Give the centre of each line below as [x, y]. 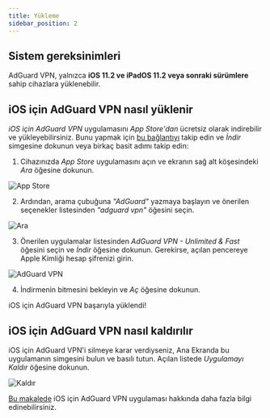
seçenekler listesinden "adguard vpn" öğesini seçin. [107, 210]
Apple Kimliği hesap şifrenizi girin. [77, 258]
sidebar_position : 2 [43, 23]
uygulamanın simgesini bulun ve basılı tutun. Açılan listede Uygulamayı [126, 358]
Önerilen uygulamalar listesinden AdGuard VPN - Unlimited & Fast [130, 241]
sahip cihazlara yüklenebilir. [55, 84]
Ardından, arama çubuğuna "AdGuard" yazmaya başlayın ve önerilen [135, 202]
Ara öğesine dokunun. [57, 170]
